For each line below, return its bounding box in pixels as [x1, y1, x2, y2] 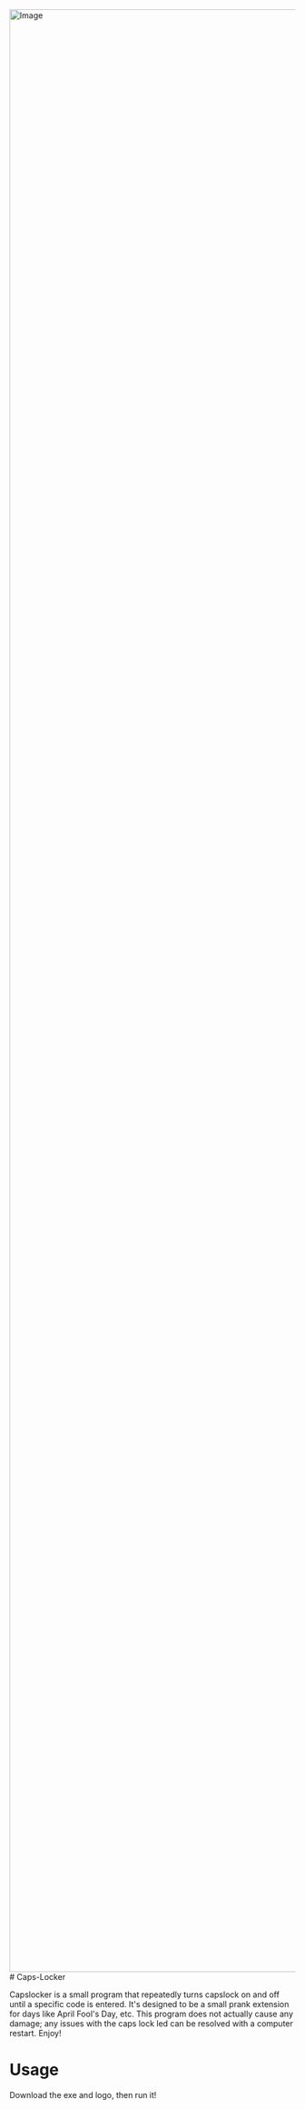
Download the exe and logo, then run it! [9, 2089, 157, 2100]
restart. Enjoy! [9, 2028, 62, 2038]
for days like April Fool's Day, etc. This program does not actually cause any [9, 2008, 293, 2019]
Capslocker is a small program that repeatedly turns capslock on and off [9, 1989, 280, 2000]
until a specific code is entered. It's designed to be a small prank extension [9, 1999, 290, 2009]
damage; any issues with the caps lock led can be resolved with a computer [9, 2018, 293, 2029]
